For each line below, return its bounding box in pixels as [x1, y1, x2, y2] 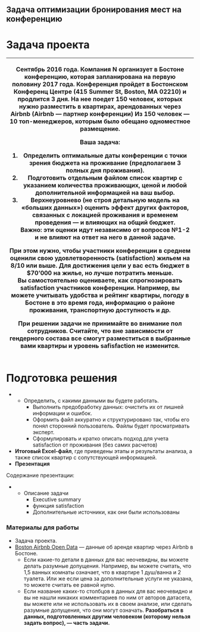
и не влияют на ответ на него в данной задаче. [35, 233, 176, 241]
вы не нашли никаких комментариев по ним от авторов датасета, [23, 594, 192, 601]
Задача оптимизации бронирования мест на [6, 5, 182, 15]
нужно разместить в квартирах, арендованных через [18, 102, 182, 111]
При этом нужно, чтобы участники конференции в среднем [9, 247, 191, 255]
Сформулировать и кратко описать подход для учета [32, 435, 168, 442]
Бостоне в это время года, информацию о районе [24, 298, 176, 307]
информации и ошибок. [32, 410, 92, 417]
